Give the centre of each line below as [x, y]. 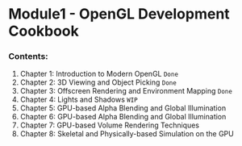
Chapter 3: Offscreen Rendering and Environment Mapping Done [126, 91]
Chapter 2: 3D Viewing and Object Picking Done [98, 82]
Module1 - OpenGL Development [119, 14]
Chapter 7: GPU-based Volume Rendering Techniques [110, 125]
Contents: [28, 56]
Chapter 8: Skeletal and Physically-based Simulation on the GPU [127, 134]
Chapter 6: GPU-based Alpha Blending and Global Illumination [123, 117]
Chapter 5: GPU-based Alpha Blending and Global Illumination [123, 108]
